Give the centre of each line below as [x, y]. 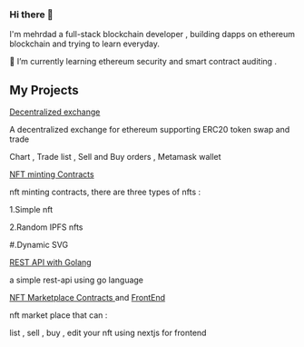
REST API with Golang [51, 263]
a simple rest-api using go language [76, 280]
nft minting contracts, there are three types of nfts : [105, 192]
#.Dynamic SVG [39, 245]
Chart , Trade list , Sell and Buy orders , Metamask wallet [115, 157]
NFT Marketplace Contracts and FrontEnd [88, 298]
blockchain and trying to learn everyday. [85, 44]
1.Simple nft [31, 210]
